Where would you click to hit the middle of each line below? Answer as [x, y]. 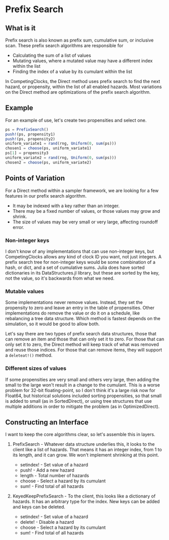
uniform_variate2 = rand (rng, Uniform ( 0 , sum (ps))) [61, 158]
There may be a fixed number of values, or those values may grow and [86, 211]
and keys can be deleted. [39, 507]
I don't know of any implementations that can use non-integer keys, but [80, 251]
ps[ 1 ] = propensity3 [27, 153]
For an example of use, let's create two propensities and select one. [76, 120]
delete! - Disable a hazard [47, 522]
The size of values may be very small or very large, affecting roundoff [85, 222]
